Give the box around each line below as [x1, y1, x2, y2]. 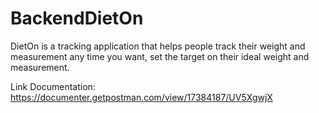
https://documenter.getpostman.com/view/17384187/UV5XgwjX [10, 91, 273, 103]
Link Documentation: [10, 80, 96, 92]
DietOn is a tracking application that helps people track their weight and [10, 40, 306, 52]
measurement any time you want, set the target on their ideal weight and [10, 50, 310, 62]
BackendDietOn [10, 7, 144, 30]
